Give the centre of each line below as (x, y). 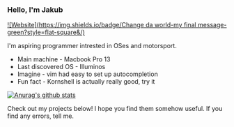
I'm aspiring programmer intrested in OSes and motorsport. (92, 46)
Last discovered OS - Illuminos (61, 67)
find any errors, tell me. (41, 116)
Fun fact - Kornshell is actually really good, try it (86, 82)
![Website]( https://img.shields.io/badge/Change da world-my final (102, 25)
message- (212, 25)
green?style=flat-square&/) (46, 32)
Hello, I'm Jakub (35, 10)
